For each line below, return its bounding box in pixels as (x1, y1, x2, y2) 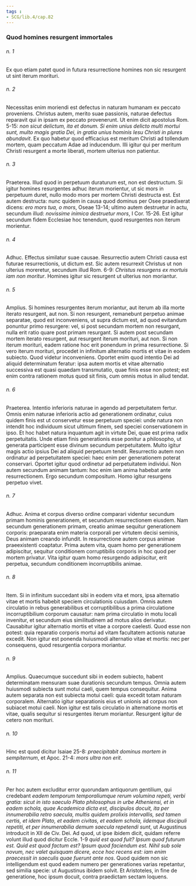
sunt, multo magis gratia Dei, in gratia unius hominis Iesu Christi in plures (6, 128, 183, 135)
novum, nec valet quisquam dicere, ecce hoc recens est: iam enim (6, 848, 167, 855)
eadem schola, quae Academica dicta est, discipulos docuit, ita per (6, 805, 170, 812)
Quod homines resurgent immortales (6, 33, 113, 42)
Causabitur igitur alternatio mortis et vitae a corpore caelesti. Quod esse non (6, 623, 191, 630)
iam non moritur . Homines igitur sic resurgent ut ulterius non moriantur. (6, 273, 177, 280)
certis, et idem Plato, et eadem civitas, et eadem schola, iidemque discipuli (6, 817, 187, 824)
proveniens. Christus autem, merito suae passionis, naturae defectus (6, 110, 172, 117)
